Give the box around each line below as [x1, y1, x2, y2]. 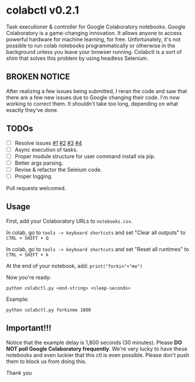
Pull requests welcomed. [6, 184, 66, 191]
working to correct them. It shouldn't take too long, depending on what [6, 100, 178, 107]
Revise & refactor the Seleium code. [14, 166, 102, 173]
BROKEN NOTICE [6, 72, 70, 82]
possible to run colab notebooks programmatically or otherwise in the [6, 42, 175, 49]
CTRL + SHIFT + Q [6, 235, 49, 241]
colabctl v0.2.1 [6, 4, 79, 17]
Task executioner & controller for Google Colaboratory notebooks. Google [6, 23, 186, 30]
